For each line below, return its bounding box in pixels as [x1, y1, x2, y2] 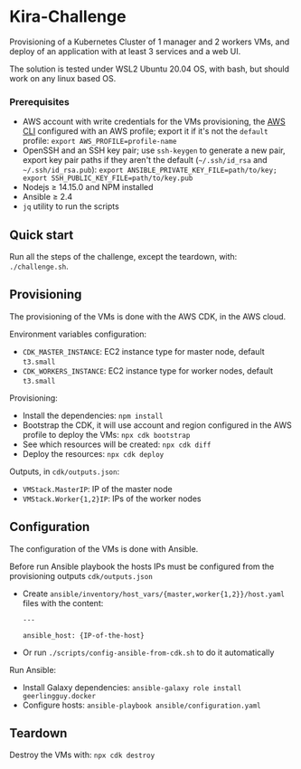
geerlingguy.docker [22, 691, 97, 700]
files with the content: [22, 597, 104, 608]
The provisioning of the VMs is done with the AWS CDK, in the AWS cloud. [9, 310, 287, 322]
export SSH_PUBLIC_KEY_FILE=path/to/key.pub [22, 174, 193, 183]
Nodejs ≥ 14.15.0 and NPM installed [22, 182, 154, 193]
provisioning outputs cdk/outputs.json [9, 570, 154, 581]
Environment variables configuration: [9, 328, 147, 339]
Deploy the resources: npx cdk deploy [22, 448, 165, 459]
